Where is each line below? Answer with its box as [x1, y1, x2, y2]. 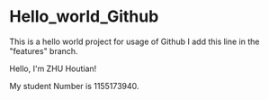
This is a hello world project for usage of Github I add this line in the [9, 36, 260, 47]
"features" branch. [9, 45, 78, 56]
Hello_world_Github [9, 6, 159, 27]
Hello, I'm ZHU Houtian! [9, 63, 97, 74]
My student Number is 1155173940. [9, 80, 139, 91]
